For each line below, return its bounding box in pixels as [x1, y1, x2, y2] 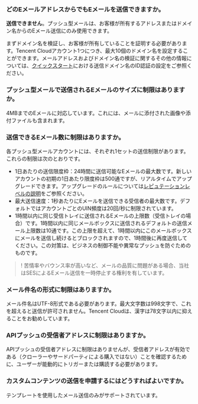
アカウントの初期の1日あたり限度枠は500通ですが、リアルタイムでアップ [14, 175, 192, 182]
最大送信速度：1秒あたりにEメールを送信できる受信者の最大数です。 [14, 197, 180, 204]
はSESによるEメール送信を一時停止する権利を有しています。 [20, 269, 168, 276]
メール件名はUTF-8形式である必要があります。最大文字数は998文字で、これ [6, 300, 191, 307]
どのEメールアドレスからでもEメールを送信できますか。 [6, 5, 165, 13]
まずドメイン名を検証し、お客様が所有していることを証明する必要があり [6, 40, 182, 47]
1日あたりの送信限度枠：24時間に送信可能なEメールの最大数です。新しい [14, 167, 192, 174]
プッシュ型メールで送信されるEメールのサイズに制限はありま [6, 86, 179, 94]
